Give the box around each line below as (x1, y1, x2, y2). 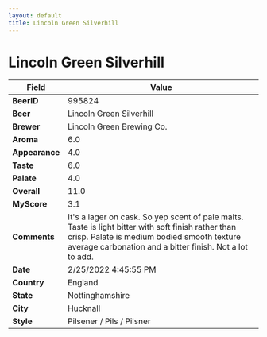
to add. (67, 251, 94, 262)
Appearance (12, 147, 60, 158)
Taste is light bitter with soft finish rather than (67, 222, 237, 233)
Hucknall (67, 303, 101, 314)
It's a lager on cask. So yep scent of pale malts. (67, 211, 244, 223)
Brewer (12, 121, 41, 132)
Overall (12, 186, 41, 197)
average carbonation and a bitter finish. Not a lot (67, 242, 248, 253)
